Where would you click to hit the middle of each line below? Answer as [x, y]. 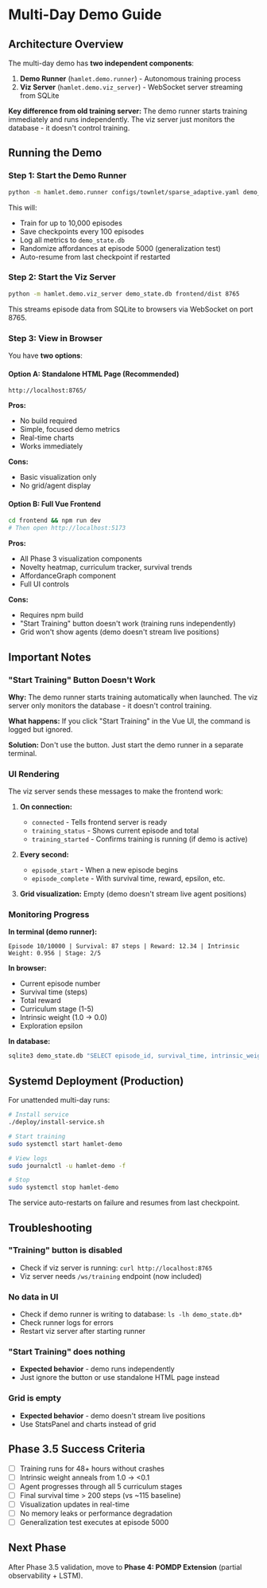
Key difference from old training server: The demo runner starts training [128, 111]
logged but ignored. [41, 729]
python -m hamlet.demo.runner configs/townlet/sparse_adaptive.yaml [124, 192]
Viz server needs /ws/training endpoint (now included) [111, 1276]
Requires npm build [51, 615]
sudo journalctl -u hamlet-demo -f [67, 1166]
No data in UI [33, 1296]
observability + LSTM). [46, 1575]
